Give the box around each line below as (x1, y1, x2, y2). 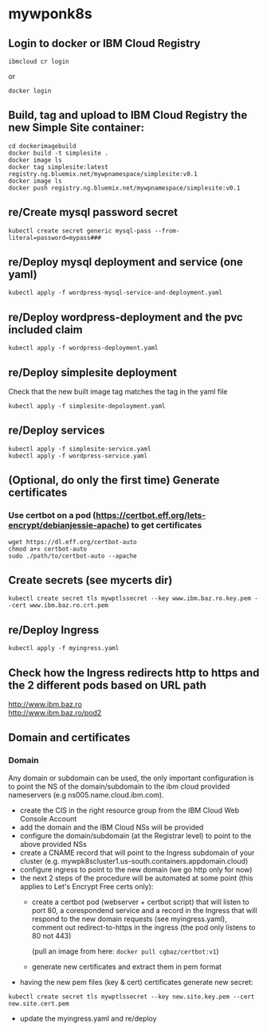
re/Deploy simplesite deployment (8, 366, 178, 379)
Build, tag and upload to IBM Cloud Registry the (8, 108, 248, 122)
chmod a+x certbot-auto (8, 545, 88, 553)
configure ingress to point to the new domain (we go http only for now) (19, 864, 253, 874)
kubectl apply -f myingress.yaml (8, 645, 120, 653)
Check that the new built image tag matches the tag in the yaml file (8, 387, 228, 397)
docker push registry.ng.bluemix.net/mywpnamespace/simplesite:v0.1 (8, 184, 241, 192)
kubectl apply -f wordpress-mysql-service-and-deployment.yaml (8, 288, 223, 297)
